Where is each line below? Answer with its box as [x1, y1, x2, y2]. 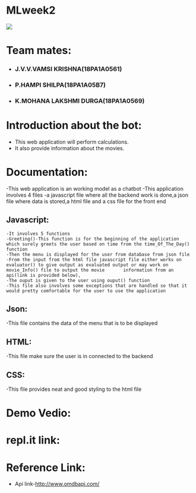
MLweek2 [6, 4, 56, 17]
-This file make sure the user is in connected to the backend [6, 353, 153, 360]
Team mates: [6, 44, 72, 57]
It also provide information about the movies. [14, 144, 125, 151]
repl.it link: [6, 434, 61, 447]
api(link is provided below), [6, 272, 81, 278]
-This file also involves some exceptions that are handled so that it [6, 283, 187, 289]
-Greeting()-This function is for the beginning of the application [6, 236, 179, 242]
